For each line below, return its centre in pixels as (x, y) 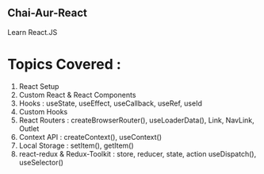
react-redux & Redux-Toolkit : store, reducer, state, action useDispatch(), (138, 153)
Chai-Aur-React (48, 13)
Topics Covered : (65, 64)
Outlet (29, 128)
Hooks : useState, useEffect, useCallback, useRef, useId (111, 103)
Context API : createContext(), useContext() (90, 137)
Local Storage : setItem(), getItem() (76, 145)
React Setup (39, 86)
